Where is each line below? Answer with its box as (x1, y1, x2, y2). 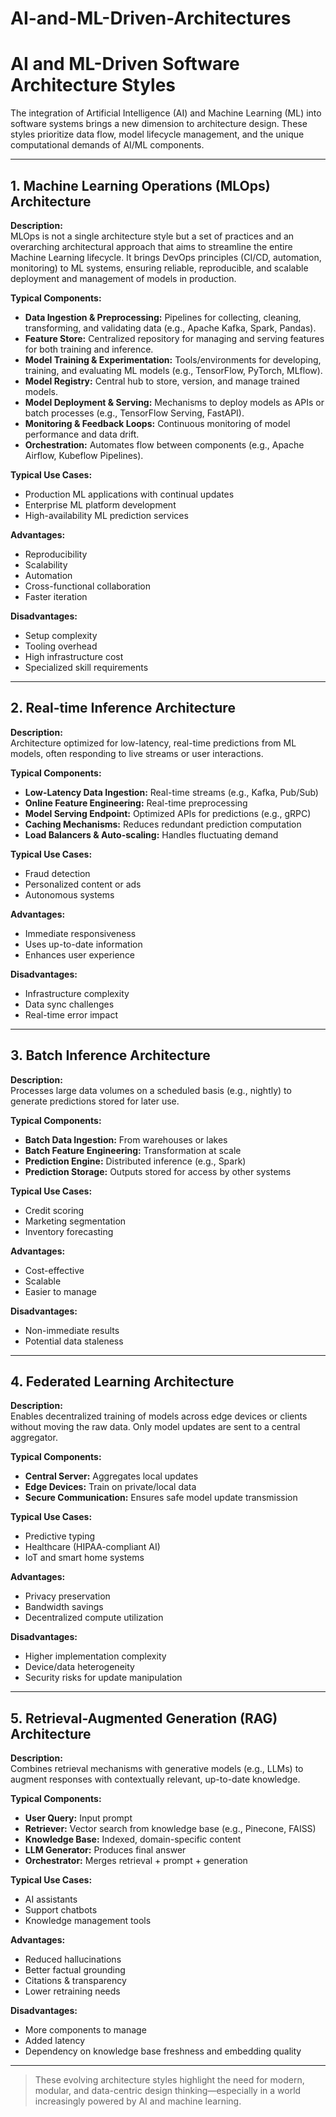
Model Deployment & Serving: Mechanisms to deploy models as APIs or (24, 396, 325, 408)
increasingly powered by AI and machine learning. (34, 2095, 242, 2107)
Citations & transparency (24, 1975, 127, 1987)
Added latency (24, 2035, 85, 2047)
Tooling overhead (24, 640, 98, 652)
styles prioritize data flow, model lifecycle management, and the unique (10, 128, 305, 141)
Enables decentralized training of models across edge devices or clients (10, 1410, 308, 1422)
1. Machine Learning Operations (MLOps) (10, 177, 271, 194)
